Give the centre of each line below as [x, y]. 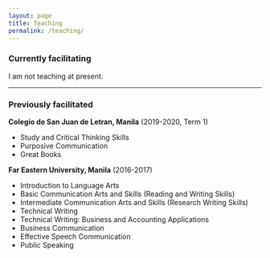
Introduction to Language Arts [70, 185]
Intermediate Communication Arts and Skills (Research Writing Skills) [134, 202]
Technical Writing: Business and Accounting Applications [115, 219]
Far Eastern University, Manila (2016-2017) [80, 170]
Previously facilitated [51, 104]
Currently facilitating [50, 58]
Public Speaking [47, 244]
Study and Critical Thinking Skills [75, 137]
